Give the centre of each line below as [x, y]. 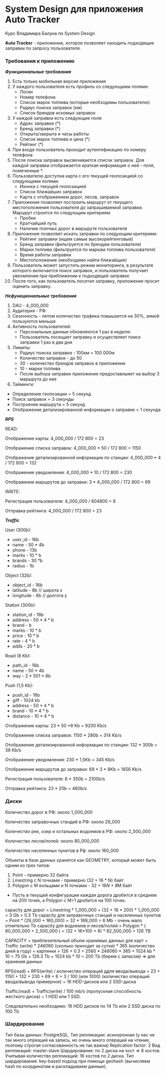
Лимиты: [21, 348]
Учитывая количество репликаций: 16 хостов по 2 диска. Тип [70, 1056]
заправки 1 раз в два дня [46, 342]
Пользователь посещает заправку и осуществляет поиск [80, 337]
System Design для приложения [74, 9]
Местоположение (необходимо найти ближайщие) [73, 260]
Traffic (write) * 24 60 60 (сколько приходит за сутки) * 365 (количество [80, 945]
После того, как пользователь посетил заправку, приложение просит [86, 281]
